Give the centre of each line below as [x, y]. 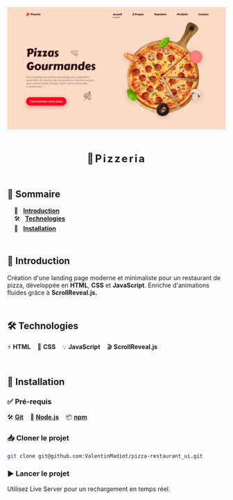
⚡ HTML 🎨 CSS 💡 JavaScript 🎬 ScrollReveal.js [83, 347]
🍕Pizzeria [116, 159]
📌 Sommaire [34, 194]
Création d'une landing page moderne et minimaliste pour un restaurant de [114, 277]
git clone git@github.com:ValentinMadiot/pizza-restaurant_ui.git [105, 456]
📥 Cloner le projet [38, 438]
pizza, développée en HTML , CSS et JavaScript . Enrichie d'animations [109, 285]
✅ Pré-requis [29, 402]
